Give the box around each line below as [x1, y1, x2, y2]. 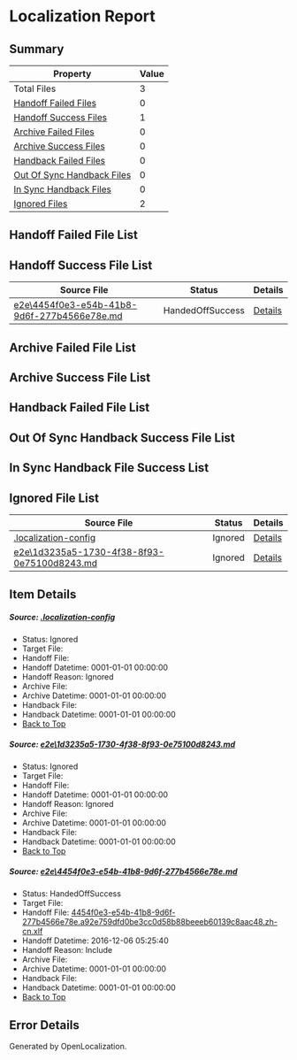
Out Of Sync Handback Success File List [9, 430, 236, 445]
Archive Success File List [9, 370, 151, 385]
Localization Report [9, 6, 156, 27]
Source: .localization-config [9, 611, 116, 622]
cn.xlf [21, 926, 43, 937]
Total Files [13, 82, 57, 95]
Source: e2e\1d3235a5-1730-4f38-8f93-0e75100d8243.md [9, 739, 236, 749]
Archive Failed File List [9, 340, 137, 355]
